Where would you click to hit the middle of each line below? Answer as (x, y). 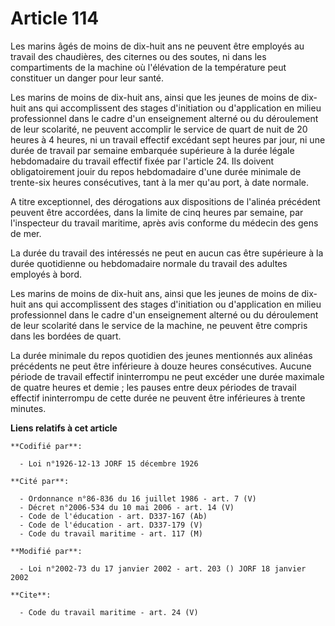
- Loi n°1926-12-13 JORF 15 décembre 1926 (109, 463)
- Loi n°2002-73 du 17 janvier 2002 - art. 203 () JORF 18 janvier (163, 568)
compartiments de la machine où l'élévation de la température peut (148, 67)
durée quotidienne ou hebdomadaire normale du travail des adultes (149, 263)
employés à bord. (46, 274)
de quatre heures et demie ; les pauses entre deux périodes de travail (153, 387)
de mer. (26, 233)
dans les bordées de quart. (66, 336)
